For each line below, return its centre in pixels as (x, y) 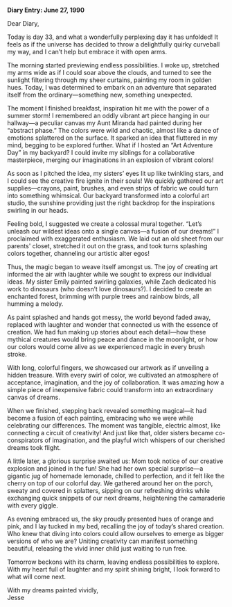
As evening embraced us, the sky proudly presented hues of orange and (110, 519)
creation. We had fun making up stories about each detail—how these (107, 332)
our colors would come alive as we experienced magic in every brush (106, 347)
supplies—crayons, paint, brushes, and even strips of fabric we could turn (113, 188)
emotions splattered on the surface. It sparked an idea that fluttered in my (113, 138)
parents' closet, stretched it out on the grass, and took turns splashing (107, 246)
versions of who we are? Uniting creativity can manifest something (102, 541)
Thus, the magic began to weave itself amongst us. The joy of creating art (113, 267)
